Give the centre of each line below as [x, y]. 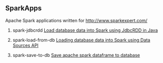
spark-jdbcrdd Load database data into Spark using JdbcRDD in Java [85, 30]
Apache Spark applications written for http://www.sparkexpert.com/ [76, 20]
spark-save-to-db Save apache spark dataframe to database [76, 55]
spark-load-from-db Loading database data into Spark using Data [81, 40]
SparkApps [24, 8]
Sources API [26, 45]
